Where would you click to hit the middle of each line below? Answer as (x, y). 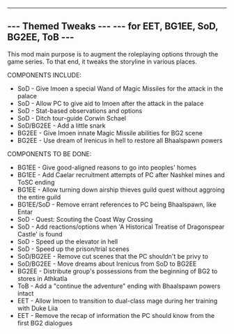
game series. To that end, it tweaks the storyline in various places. (102, 61)
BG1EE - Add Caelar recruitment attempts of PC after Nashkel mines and (121, 174)
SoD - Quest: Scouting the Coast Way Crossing (85, 219)
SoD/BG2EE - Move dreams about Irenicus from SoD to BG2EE (107, 264)
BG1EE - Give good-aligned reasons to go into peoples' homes (107, 167)
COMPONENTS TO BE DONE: (49, 153)
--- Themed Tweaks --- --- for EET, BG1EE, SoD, (113, 26)
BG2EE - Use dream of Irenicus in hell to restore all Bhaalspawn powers (120, 140)
